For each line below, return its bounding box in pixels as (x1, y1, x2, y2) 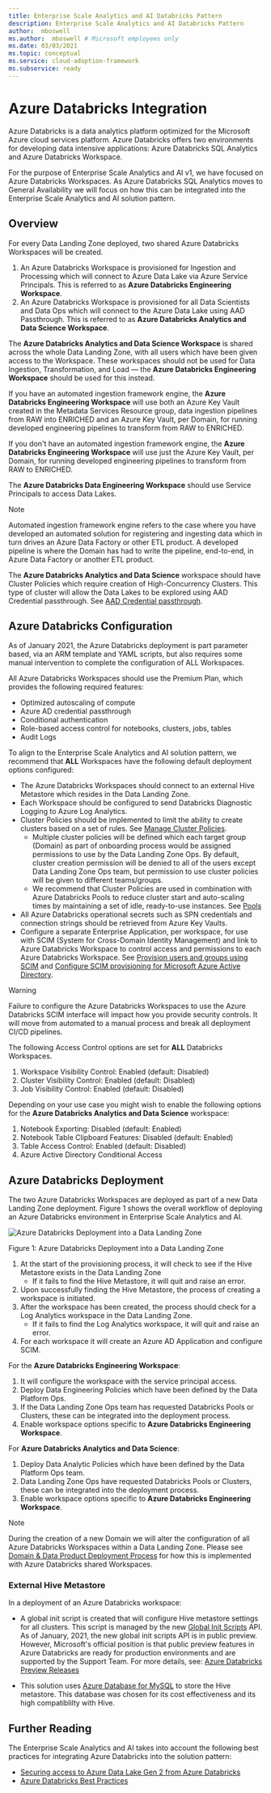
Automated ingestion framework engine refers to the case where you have (8, 519, 256, 530)
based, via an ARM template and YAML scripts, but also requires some (8, 649, 243, 659)
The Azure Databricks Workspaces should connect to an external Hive (19, 781, 255, 791)
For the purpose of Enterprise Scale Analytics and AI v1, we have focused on (8, 167, 264, 177)
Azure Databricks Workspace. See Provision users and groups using (19, 952, 248, 963)
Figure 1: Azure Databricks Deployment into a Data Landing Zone (8, 1244, 224, 1253)
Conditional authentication (19, 715, 108, 725)
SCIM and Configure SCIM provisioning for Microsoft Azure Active (19, 961, 241, 971)
